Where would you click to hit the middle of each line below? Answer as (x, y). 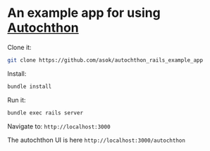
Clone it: (19, 47)
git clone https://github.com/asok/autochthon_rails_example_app (105, 60)
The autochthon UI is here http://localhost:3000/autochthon (96, 140)
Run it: (17, 100)
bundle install (30, 86)
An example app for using (84, 13)
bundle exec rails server (45, 113)
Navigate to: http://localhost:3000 (59, 126)
